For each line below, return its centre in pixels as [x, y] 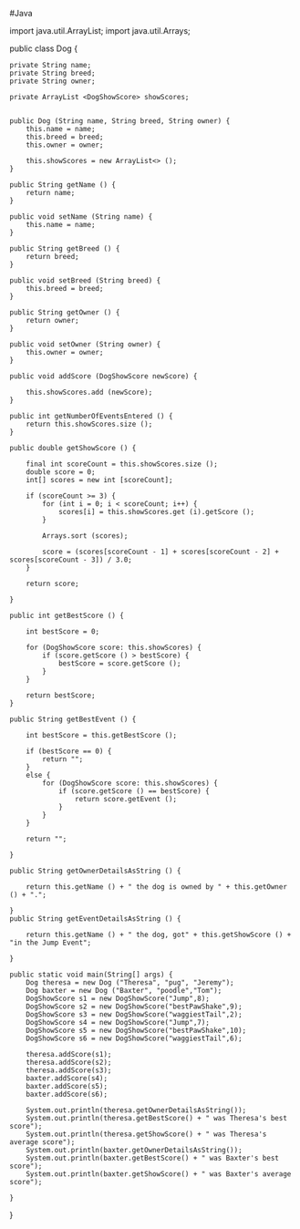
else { [38, 775]
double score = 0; [61, 472]
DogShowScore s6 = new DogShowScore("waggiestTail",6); [134, 1038]
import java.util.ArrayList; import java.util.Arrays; [100, 31]
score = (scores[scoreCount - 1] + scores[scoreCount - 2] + [161, 552]
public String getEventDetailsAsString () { [95, 919]
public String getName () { [63, 185]
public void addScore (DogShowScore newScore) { [103, 377]
